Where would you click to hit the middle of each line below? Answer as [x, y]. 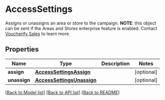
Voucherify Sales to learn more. [38, 33]
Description [115, 63]
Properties [22, 49]
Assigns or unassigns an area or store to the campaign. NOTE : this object [81, 23]
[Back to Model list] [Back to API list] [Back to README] [62, 92]
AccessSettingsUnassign [65, 80]
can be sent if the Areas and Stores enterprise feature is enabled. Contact [81, 28]
